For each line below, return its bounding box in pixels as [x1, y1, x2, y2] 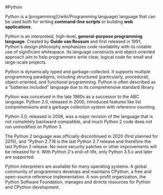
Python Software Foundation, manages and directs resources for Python [5, 179, 151, 185]
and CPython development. [5, 184, 60, 190]
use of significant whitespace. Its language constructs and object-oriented [5, 49, 155, 55]
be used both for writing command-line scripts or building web [5, 19, 133, 24]
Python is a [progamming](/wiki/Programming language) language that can [5, 14, 156, 19]
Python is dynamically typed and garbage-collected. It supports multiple [5, 69, 151, 75]
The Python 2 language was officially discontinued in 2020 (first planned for [5, 134, 159, 139]
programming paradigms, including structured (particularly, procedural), [5, 74, 150, 79]
